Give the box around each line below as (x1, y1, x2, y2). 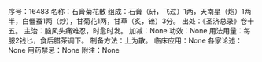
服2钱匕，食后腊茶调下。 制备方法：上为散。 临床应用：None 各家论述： (8, 36, 242, 45)
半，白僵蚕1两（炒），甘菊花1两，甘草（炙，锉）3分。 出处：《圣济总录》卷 (8, 16, 248, 26)
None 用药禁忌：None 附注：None (8, 46, 120, 54)
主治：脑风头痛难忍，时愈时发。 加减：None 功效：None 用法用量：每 (23, 26, 251, 35)
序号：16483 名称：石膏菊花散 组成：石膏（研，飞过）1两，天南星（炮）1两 (8, 7, 252, 15)
